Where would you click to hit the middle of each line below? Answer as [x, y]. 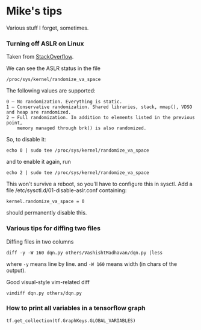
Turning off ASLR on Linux [45, 44]
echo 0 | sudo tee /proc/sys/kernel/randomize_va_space [78, 150]
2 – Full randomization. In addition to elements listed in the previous [101, 118]
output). [16, 270]
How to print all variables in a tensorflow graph [76, 308]
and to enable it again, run [39, 162]
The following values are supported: [51, 91]
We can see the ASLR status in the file [54, 68]
